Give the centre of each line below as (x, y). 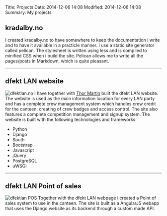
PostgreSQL (25, 161)
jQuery (19, 155)
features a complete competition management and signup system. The (78, 114)
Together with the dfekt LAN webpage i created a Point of (97, 198)
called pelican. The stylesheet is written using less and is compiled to (76, 50)
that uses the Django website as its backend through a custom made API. (80, 209)
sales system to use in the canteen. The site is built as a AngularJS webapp (82, 203)
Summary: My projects (28, 12)
